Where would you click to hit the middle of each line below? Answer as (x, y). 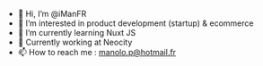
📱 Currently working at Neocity (75, 42)
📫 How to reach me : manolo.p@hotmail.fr (97, 52)
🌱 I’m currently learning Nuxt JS (77, 33)
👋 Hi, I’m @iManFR (52, 14)
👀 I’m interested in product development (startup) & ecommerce (136, 23)
